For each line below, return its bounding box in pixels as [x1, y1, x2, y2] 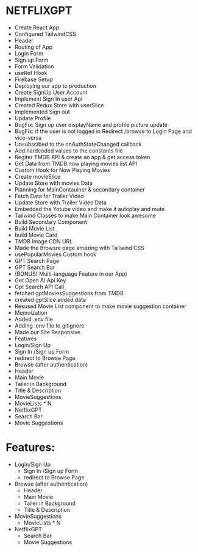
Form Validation [14, 62, 54, 70]
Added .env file [14, 315, 53, 323]
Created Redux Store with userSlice [14, 101, 104, 109]
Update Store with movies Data [14, 179, 93, 187]
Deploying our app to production [14, 82, 97, 89]
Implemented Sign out [14, 108, 71, 115]
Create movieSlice [14, 173, 61, 180]
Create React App [14, 24, 60, 31]
